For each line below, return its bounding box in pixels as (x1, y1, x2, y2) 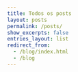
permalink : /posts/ (7, 23, 63, 29)
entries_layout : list (7, 36, 69, 43)
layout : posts (7, 16, 48, 23)
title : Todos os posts (7, 10, 72, 17)
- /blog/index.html (13, 49, 69, 56)
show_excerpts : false (7, 29, 69, 36)
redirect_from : (7, 42, 51, 49)
